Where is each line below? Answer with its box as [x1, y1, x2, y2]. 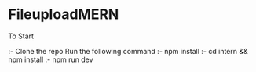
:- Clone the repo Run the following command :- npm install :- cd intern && [8, 46, 249, 56]
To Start [8, 31, 34, 41]
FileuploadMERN [8, 5, 119, 23]
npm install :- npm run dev [8, 55, 93, 64]
